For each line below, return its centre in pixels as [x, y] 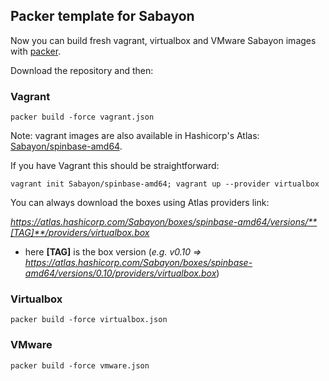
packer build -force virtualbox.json [89, 320]
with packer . [36, 51]
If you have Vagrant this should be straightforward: [115, 166]
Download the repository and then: [82, 70]
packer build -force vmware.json [80, 365]
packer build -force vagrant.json [82, 117]
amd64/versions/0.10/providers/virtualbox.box [120, 273]
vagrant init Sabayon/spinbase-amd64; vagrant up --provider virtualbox [165, 184]
